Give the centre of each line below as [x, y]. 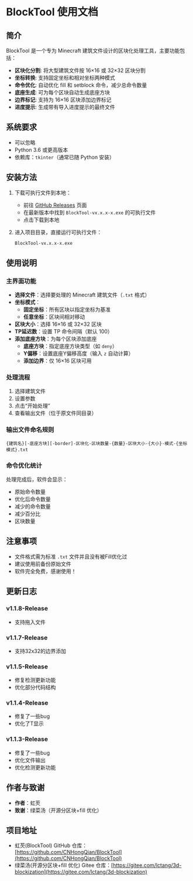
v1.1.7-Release [27, 637]
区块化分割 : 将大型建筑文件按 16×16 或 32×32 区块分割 [80, 70]
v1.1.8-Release [27, 609]
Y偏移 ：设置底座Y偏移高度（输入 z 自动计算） [78, 354]
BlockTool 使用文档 [52, 12]
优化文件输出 [30, 760]
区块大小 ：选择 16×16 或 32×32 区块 [58, 324]
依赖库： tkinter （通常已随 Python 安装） [65, 157]
